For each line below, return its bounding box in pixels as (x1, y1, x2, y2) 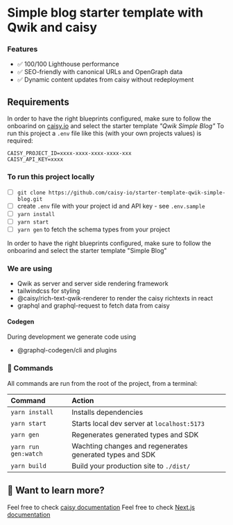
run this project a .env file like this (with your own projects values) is (7, 130, 202, 138)
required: (7, 136, 33, 145)
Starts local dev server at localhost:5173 (71, 418, 205, 428)
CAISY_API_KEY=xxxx (7, 156, 64, 163)
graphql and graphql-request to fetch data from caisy (17, 301, 170, 310)
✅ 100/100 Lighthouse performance (17, 60, 119, 69)
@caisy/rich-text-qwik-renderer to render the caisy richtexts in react (17, 294, 214, 303)
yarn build (10, 462, 46, 470)
